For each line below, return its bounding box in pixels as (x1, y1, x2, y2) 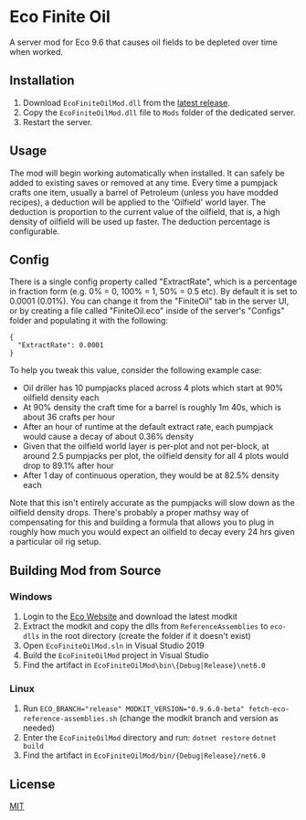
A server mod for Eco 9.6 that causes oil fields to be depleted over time (9, 37, 278, 48)
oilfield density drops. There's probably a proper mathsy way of (9, 507, 249, 518)
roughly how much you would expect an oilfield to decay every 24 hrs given (9, 527, 295, 538)
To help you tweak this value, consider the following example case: (9, 365, 262, 376)
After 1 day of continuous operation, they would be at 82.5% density (22, 470, 280, 481)
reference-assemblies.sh (22, 715, 118, 724)
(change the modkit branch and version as (119, 713, 279, 724)
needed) (22, 722, 55, 733)
